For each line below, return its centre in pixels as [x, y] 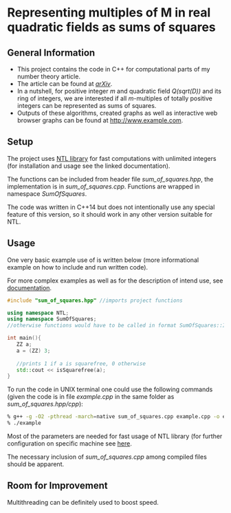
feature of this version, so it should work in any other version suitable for [110, 214]
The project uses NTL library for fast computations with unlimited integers [112, 158]
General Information [51, 53]
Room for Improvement [57, 486]
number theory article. [49, 76]
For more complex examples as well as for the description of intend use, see [115, 281]
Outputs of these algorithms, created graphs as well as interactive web [117, 113]
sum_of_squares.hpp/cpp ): [45, 404]
